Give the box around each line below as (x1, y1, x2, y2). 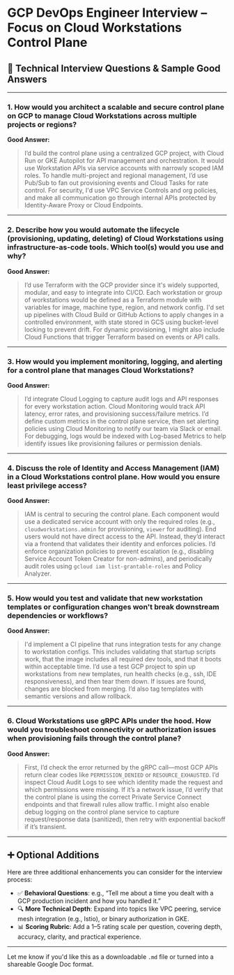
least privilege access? (7, 481, 87, 490)
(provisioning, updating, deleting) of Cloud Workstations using (7, 234, 224, 244)
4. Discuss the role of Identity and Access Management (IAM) (7, 463, 220, 473)
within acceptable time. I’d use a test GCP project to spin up (24, 662, 196, 671)
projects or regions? (7, 119, 77, 129)
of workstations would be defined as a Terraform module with (24, 295, 202, 304)
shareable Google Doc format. (7, 960, 94, 968)
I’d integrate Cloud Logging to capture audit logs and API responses (24, 395, 219, 403)
